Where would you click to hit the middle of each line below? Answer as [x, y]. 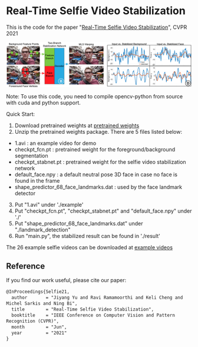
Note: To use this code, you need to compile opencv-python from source [95, 97]
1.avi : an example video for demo [55, 143]
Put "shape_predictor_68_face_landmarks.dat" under [79, 224]
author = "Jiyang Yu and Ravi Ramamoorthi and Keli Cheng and [97, 298]
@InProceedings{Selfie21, [38, 292]
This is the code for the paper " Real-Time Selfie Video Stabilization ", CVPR [97, 27]
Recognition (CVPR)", [33, 321]
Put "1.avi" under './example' [49, 205]
